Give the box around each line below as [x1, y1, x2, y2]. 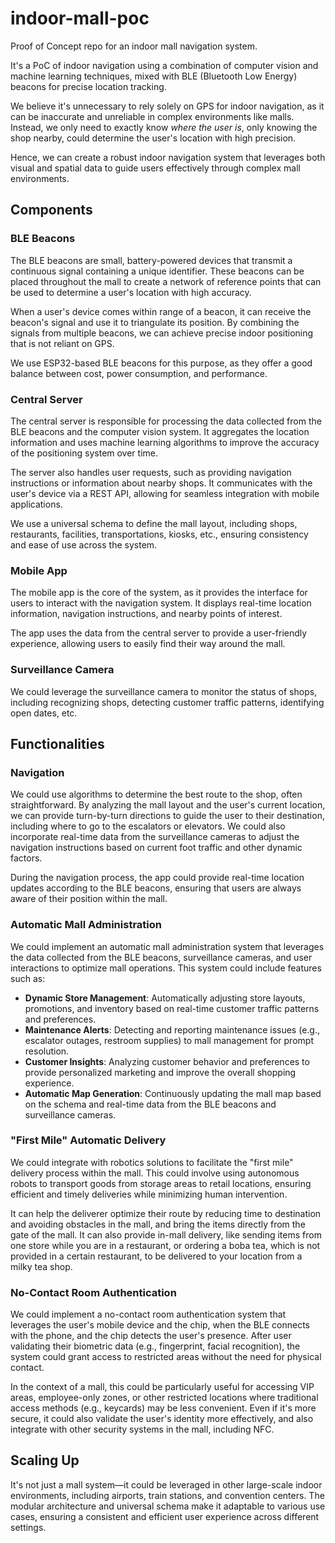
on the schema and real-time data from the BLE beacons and [24, 1098, 277, 1110]
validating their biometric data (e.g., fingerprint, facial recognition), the [10, 1340, 301, 1352]
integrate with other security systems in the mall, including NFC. [10, 1423, 275, 1436]
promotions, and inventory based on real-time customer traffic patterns [24, 1002, 320, 1014]
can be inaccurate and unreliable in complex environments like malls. [10, 110, 295, 122]
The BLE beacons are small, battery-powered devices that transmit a [10, 254, 293, 266]
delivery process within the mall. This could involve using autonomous [10, 1167, 300, 1179]
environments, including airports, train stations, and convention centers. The [10, 1489, 325, 1501]
